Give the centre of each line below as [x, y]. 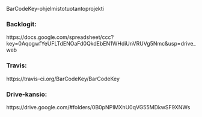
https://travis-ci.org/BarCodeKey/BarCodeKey [63, 79]
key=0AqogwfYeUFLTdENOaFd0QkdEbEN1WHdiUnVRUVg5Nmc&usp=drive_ [101, 44]
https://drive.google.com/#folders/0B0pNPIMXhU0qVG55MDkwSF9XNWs [98, 107]
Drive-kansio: [27, 94]
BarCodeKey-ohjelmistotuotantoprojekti [55, 9]
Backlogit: [22, 24]
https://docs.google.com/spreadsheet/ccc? [60, 37]
